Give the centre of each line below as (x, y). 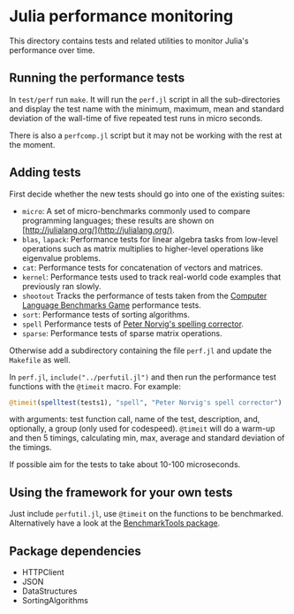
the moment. (32, 144)
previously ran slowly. (61, 286)
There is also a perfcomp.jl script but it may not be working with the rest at (146, 135)
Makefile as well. (40, 359)
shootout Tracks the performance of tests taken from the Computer (144, 295)
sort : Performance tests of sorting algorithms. (106, 314)
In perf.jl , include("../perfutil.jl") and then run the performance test (143, 377)
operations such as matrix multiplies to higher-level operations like (143, 249)
